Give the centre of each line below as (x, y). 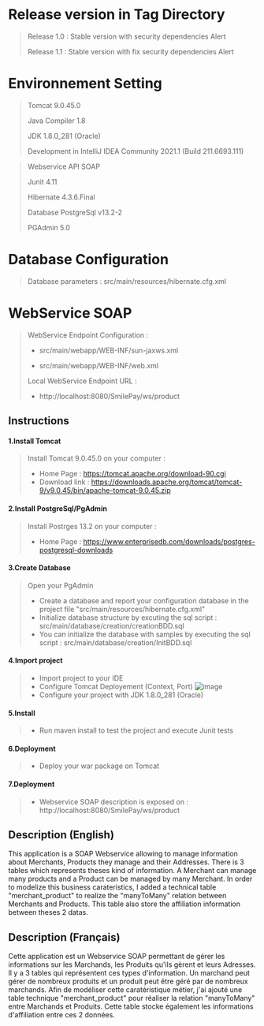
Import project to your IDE (81, 678)
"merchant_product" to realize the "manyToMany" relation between (117, 896)
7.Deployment (32, 784)
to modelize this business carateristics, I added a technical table (112, 887)
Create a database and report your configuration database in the (144, 600)
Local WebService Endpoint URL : (82, 381)
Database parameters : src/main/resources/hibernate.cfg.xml (127, 281)
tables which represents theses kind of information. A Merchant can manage (132, 871)
